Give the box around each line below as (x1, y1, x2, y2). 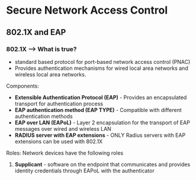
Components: (6, 82, 40, 89)
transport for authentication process (14, 100, 104, 107)
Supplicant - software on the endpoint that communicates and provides (14, 160, 191, 168)
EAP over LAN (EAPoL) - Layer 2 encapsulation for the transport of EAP (14, 119, 191, 126)
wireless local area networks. (14, 70, 86, 78)
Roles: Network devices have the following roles (6, 149, 124, 156)
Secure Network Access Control (6, 4, 168, 17)
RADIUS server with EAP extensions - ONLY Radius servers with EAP (14, 131, 186, 139)
